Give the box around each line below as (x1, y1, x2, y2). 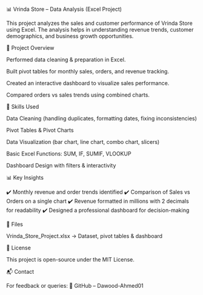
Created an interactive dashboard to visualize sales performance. (6, 80, 170, 87)
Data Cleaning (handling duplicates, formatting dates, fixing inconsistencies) (6, 115, 197, 122)
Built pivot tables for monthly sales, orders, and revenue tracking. (6, 68, 170, 75)
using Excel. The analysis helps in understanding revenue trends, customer (6, 26, 194, 33)
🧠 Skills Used (6, 103, 39, 110)
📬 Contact (6, 268, 35, 275)
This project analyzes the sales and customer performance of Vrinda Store (6, 19, 193, 27)
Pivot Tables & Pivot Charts (6, 127, 74, 134)
